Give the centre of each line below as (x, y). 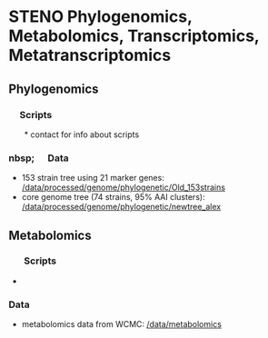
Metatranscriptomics (90, 55)
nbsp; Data (39, 158)
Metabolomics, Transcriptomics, (134, 36)
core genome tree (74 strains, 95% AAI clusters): (113, 197)
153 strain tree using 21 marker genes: (93, 178)
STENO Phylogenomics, (100, 17)
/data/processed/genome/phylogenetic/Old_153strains (124, 187)
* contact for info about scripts (82, 134)
